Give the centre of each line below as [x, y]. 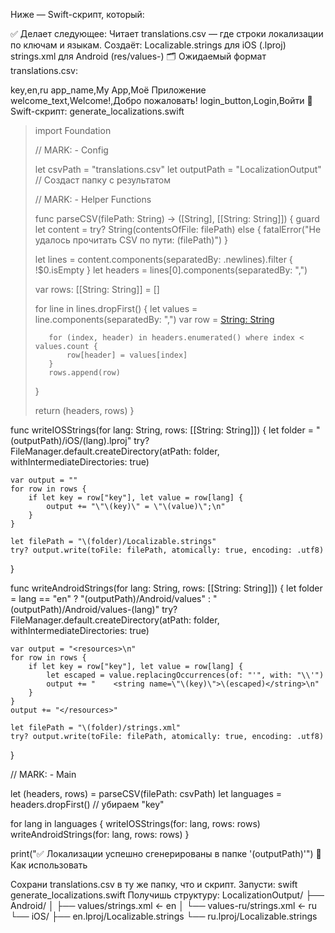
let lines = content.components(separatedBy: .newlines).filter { [163, 259]
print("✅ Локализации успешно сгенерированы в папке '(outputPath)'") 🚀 [166, 853]
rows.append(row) [84, 373]
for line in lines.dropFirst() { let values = [116, 308]
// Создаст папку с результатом [103, 180]
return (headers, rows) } [84, 410]
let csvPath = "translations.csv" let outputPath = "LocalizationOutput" [178, 169]
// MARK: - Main [43, 774]
